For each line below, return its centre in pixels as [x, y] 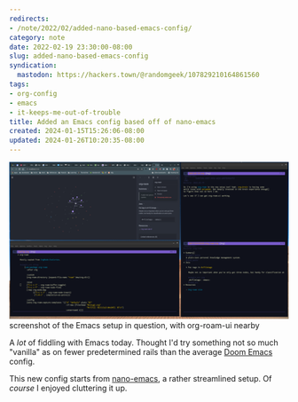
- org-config [33, 93]
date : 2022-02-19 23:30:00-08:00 [71, 47]
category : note [37, 37]
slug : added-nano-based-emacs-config [79, 56]
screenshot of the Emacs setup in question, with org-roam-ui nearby [134, 325]
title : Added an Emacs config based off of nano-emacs [113, 122]
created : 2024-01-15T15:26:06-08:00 [77, 131]
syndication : [33, 66]
